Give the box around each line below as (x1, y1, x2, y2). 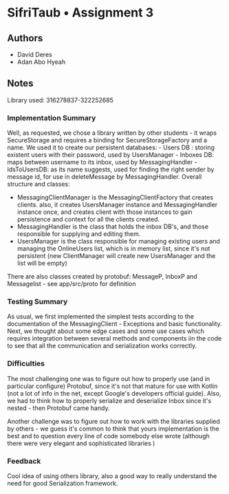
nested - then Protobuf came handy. (7, 404, 110, 412)
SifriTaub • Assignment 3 (7, 5, 153, 21)
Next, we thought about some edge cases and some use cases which (7, 327, 204, 335)
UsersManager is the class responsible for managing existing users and (17, 237, 220, 246)
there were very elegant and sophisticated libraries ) (7, 439, 155, 447)
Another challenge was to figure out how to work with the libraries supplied (7, 417, 220, 425)
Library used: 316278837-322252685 (7, 96, 113, 104)
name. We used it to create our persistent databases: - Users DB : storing (7, 143, 215, 152)
